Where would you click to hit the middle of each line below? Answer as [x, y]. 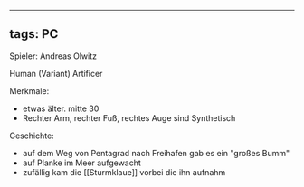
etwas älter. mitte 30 [61, 108]
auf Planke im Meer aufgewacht [82, 163]
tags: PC [34, 34]
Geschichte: [32, 136]
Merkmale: [29, 90]
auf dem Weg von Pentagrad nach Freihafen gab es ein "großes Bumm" [156, 153]
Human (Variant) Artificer [56, 73]
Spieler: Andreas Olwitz [53, 56]
